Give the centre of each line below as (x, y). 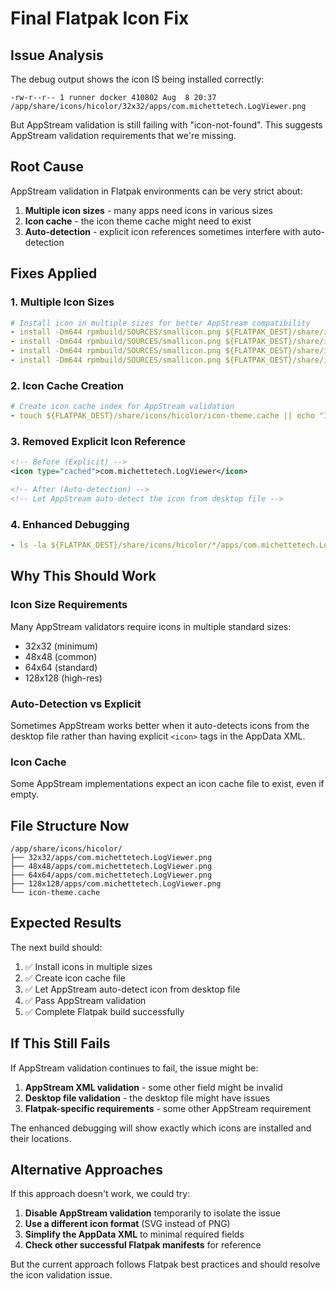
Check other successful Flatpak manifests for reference (143, 1245)
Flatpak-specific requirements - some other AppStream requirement (168, 1108)
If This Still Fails (60, 1043)
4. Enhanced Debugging (70, 524)
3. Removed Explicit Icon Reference (98, 441)
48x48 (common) (61, 656)
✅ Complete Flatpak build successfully (104, 1011)
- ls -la (28, 545)
